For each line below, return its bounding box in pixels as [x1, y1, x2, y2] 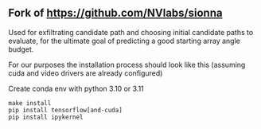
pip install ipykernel [8, 113, 84, 121]
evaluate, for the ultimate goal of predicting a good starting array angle [8, 36, 241, 45]
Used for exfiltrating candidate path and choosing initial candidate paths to [8, 27, 254, 37]
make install [8, 99, 52, 107]
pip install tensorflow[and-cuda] [8, 106, 123, 114]
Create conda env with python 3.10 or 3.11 [8, 84, 145, 93]
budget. [8, 44, 34, 54]
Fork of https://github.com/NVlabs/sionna [8, 6, 223, 20]
